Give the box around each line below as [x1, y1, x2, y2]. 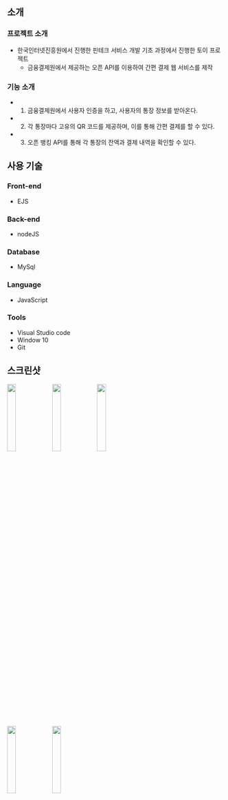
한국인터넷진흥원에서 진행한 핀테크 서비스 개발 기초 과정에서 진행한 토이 [16, 45, 208, 54]
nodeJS [16, 229, 40, 238]
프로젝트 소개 [7, 29, 48, 39]
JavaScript [16, 296, 48, 304]
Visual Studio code [16, 328, 71, 336]
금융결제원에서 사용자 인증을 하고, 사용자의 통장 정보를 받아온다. [27, 106, 198, 114]
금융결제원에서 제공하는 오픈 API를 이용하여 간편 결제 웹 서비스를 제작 [27, 63, 213, 71]
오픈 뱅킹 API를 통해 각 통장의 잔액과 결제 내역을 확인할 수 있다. [27, 138, 196, 146]
